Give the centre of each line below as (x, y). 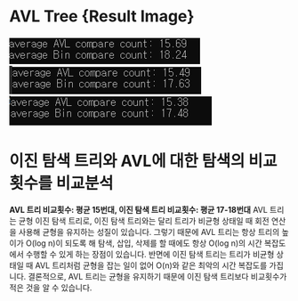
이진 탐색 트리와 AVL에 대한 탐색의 (127, 161)
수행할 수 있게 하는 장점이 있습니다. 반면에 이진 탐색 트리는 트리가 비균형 (150, 254)
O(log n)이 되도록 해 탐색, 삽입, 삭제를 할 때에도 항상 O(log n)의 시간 (144, 243)
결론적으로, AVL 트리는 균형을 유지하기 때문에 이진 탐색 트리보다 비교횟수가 (157, 276)
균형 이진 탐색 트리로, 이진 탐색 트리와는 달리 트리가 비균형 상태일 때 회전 (144, 221)
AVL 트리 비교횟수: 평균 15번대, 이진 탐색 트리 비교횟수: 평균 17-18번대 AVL (139, 209)
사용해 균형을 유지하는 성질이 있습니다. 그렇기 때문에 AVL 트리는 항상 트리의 (149, 232)
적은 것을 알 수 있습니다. (51, 288)
